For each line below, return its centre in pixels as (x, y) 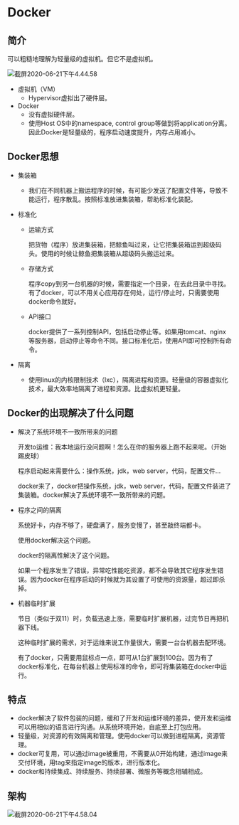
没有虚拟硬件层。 (53, 114)
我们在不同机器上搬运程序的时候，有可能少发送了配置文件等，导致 (125, 190)
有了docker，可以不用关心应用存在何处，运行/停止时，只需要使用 (124, 292)
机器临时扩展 (36, 603)
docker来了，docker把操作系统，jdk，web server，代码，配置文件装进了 (124, 486)
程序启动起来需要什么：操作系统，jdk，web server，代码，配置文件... (119, 471)
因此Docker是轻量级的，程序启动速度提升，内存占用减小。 (113, 132)
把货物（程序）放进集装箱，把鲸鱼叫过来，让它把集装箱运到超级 (122, 244)
